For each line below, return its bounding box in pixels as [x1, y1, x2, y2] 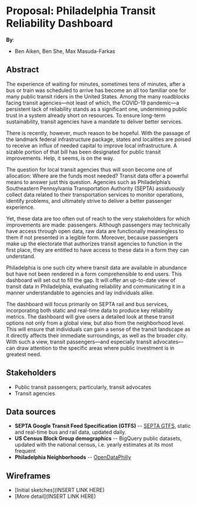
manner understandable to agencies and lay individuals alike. [6, 289, 154, 296]
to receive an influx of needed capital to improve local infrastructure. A [6, 142, 178, 149]
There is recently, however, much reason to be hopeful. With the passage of [6, 129, 190, 136]
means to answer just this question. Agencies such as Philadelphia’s [6, 178, 171, 185]
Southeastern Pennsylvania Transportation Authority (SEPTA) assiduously [6, 185, 185, 192]
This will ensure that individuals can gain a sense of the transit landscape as [6, 326, 191, 333]
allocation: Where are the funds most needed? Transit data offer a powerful [6, 172, 189, 179]
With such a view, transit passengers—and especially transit [6, 338, 152, 345]
